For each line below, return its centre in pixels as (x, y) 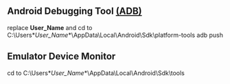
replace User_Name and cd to (50, 27)
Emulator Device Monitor (61, 56)
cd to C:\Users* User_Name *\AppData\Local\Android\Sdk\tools (96, 73)
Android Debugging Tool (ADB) (74, 11)
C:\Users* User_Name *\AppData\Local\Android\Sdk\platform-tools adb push (115, 35)
